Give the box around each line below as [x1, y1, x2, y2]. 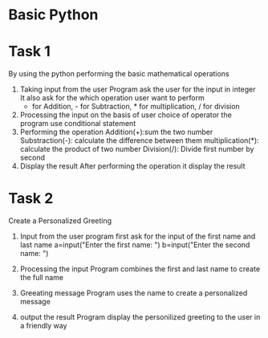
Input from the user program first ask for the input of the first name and [19, 231, 256, 242]
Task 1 [8, 43, 51, 61]
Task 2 [8, 189, 54, 208]
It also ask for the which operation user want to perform [19, 93, 205, 103]
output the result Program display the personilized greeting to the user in [19, 312, 261, 322]
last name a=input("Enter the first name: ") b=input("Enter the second [19, 240, 250, 250]
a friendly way [19, 321, 67, 331]
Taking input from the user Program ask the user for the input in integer [19, 84, 256, 94]
